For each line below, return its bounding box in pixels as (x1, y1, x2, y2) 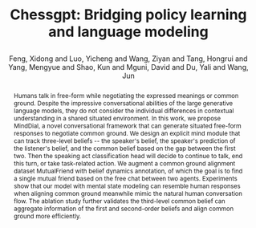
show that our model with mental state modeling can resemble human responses (13, 181, 241, 190)
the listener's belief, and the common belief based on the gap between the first (13, 144, 236, 153)
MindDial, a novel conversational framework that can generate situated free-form (13, 121, 242, 130)
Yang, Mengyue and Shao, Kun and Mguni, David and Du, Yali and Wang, (8, 63, 249, 72)
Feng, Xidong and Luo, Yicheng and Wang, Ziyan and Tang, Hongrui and (9, 54, 248, 63)
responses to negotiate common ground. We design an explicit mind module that (13, 128, 241, 137)
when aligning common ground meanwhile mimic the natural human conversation (13, 189, 242, 197)
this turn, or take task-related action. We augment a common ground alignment (13, 159, 236, 168)
